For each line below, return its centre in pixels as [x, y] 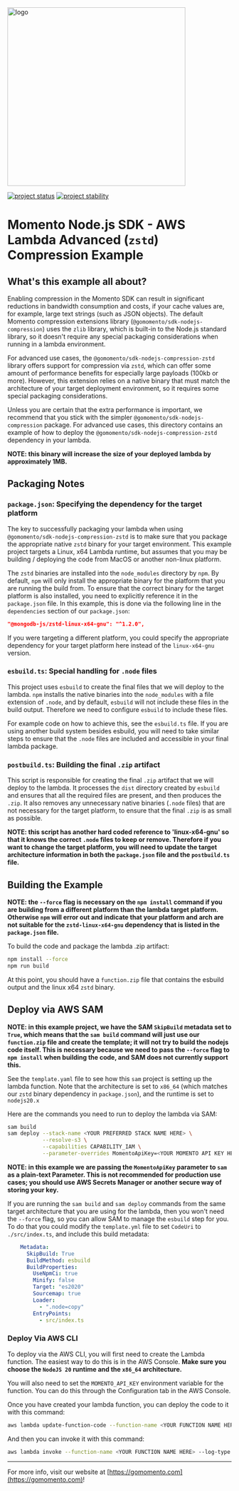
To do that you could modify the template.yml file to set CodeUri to [104, 1226]
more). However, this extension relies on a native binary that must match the [119, 381]
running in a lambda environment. [57, 344]
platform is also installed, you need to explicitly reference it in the [103, 596]
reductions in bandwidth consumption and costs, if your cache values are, [116, 306]
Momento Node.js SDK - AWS [96, 225]
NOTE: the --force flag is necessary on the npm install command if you [115, 902]
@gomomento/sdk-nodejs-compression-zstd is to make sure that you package [117, 536]
